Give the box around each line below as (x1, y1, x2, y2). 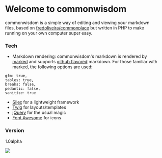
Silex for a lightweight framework (12, 99, 80, 105)
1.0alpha (5, 138, 22, 144)
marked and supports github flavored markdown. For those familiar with (12, 59, 158, 65)
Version (5, 127, 25, 134)
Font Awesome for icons (12, 115, 61, 121)
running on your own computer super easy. (5, 30, 92, 36)
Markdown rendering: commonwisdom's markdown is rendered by (12, 53, 147, 59)
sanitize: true (5, 91, 36, 96)
